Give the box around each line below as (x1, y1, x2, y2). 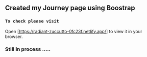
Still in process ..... (5, 46, 50, 53)
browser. (5, 34, 23, 39)
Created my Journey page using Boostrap (5, 4, 135, 12)
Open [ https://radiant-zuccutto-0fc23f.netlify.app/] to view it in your (5, 28, 143, 34)
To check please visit (5, 19, 59, 24)
